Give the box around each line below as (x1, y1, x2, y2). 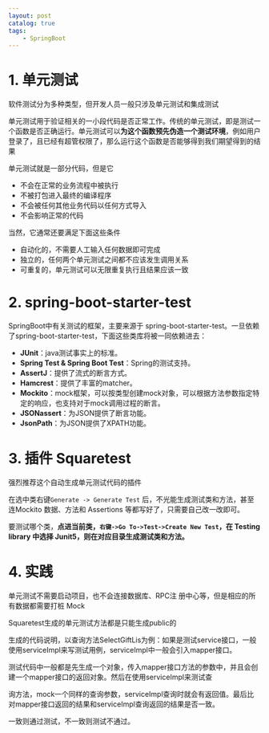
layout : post (8, 11, 52, 20)
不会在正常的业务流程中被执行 (19, 181, 118, 190)
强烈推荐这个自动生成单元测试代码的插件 (8, 478, 142, 487)
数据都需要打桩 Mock (14, 601, 86, 610)
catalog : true (8, 19, 56, 27)
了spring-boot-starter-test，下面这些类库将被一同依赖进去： (8, 331, 207, 341)
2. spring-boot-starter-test (8, 294, 192, 312)
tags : (8, 26, 26, 35)
